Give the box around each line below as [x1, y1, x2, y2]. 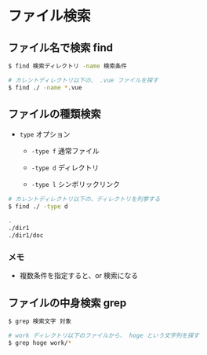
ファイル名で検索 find [8, 41, 114, 54]
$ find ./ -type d [8, 203, 68, 210]
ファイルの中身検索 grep [8, 296, 127, 309]
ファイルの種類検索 [8, 108, 101, 121]
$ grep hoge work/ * [8, 339, 72, 346]
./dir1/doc [8, 231, 44, 240]
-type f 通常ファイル [31, 146, 100, 156]
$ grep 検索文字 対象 [8, 317, 72, 325]
